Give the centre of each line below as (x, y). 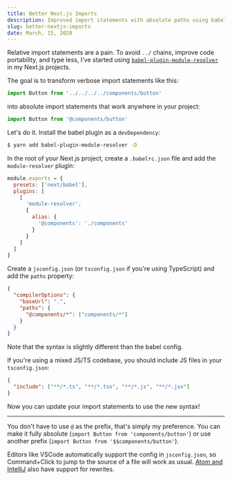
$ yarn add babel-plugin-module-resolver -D (72, 145)
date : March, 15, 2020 (40, 33)
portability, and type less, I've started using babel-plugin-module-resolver (113, 60)
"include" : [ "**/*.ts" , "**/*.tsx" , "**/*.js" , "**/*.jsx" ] (101, 387)
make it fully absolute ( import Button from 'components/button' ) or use (109, 434)
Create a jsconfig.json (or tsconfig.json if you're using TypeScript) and (111, 269)
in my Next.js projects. (39, 67)
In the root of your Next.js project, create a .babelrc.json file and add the (112, 158)
